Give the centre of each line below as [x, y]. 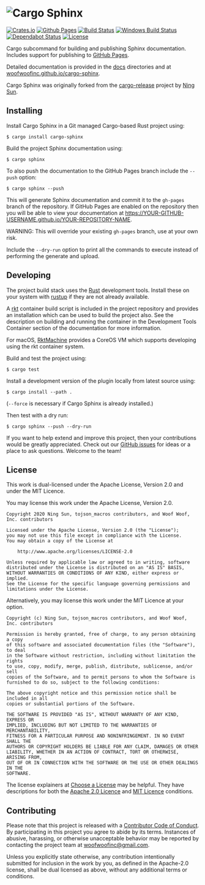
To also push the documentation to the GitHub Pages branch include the [97, 171]
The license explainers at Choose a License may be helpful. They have [95, 785]
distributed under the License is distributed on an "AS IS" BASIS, [95, 568]
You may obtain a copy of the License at [60, 541]
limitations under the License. [47, 589]
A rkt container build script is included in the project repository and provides [102, 308]
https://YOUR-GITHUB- [155, 213]
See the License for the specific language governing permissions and [98, 584]
